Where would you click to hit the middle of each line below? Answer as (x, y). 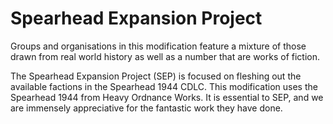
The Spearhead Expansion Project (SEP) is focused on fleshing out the (156, 76)
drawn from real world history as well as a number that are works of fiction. (165, 56)
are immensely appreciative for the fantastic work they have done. (146, 108)
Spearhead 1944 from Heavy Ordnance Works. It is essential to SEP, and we (167, 97)
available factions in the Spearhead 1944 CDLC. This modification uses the (164, 86)
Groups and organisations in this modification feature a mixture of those (158, 46)
